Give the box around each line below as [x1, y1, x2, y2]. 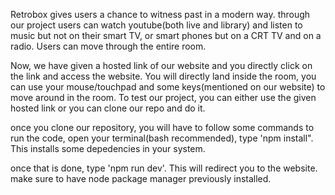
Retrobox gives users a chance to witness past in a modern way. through [10, 9, 311, 20]
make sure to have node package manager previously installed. [10, 173, 272, 184]
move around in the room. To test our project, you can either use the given [10, 92, 317, 103]
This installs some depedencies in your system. [10, 143, 206, 154]
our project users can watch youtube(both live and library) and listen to [10, 19, 303, 31]
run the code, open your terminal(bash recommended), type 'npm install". [10, 132, 314, 144]
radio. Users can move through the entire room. [10, 40, 207, 52]
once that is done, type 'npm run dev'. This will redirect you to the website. [10, 162, 318, 174]
